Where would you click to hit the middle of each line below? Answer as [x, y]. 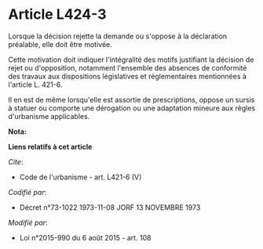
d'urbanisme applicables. [49, 116]
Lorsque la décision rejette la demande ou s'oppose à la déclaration [118, 36]
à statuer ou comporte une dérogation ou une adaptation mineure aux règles [132, 108]
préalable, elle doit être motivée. [60, 44]
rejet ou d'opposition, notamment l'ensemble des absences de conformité [128, 67]
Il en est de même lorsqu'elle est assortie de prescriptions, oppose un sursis [131, 99]
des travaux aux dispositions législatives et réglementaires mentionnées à [128, 76]
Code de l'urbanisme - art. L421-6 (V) [80, 177]
